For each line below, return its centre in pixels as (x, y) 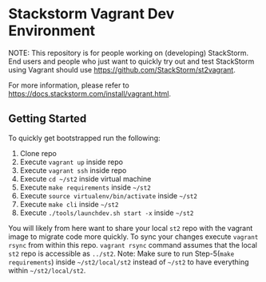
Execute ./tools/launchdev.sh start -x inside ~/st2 (107, 213)
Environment (52, 31)
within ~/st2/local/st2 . (47, 270)
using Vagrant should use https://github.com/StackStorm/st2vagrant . (122, 69)
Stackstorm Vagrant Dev (91, 14)
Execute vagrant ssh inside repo (73, 170)
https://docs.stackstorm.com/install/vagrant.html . (90, 93)
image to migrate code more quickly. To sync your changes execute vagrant (133, 237)
